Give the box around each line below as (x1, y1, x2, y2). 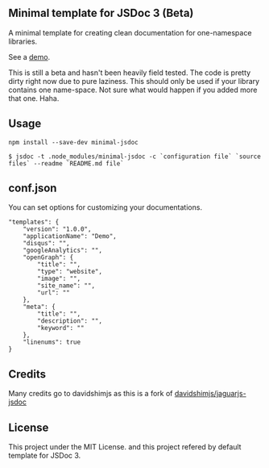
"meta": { (23, 303, 56, 311)
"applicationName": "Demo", (23, 232, 117, 240)
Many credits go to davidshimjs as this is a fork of (8, 389, 173, 399)
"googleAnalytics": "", (23, 246, 103, 255)
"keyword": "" (37, 324, 85, 332)
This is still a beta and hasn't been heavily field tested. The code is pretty (8, 68, 251, 77)
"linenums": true (23, 338, 81, 346)
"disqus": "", (23, 240, 70, 248)
